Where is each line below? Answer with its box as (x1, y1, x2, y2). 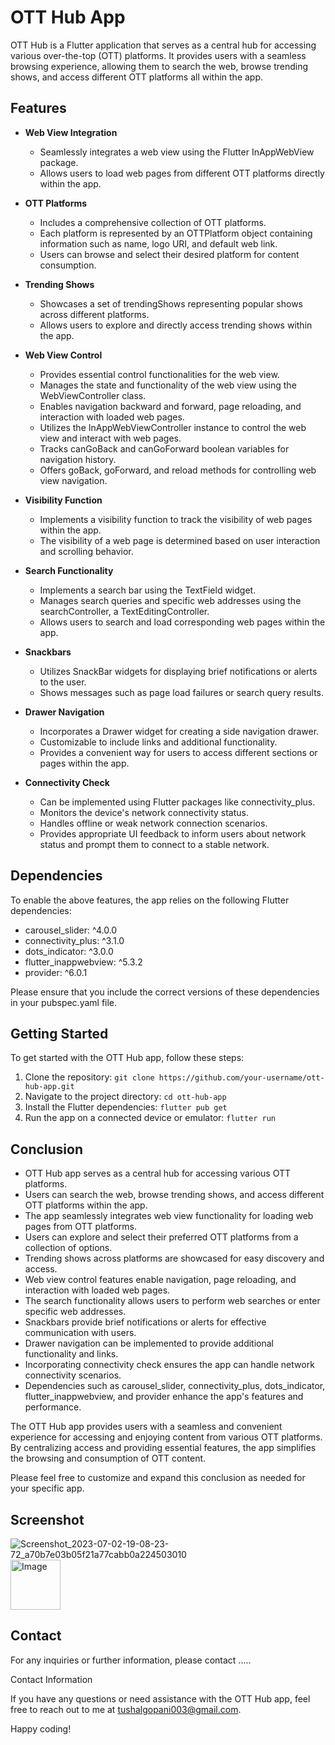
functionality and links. (24, 1348, 119, 1360)
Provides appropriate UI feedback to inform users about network (39, 827, 307, 840)
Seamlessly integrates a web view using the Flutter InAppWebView (39, 146, 315, 158)
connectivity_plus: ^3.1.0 (24, 934, 125, 946)
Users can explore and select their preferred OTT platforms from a (24, 1231, 299, 1243)
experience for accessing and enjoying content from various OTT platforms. (10, 1431, 323, 1443)
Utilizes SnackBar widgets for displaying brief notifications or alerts (39, 665, 318, 677)
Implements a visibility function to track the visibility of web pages (39, 513, 313, 525)
